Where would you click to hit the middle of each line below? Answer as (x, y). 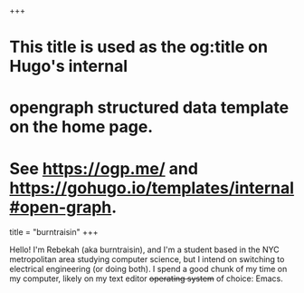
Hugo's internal (69, 67)
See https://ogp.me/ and (104, 168)
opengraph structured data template (149, 107)
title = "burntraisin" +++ (54, 232)
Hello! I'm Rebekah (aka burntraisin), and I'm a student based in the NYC (144, 249)
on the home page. (81, 127)
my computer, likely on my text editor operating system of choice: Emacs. (146, 278)
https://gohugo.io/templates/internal (152, 188)
